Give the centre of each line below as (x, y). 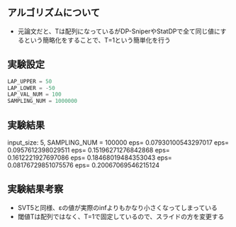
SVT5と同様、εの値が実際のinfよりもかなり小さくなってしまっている (117, 207)
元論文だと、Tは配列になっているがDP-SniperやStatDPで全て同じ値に (119, 31)
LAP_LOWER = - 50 (31, 88)
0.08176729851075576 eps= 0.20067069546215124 (84, 165)
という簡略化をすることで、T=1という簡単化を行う (97, 40)
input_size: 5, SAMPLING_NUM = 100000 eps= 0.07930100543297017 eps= (118, 142)
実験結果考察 (35, 189)
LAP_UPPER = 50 (30, 81)
